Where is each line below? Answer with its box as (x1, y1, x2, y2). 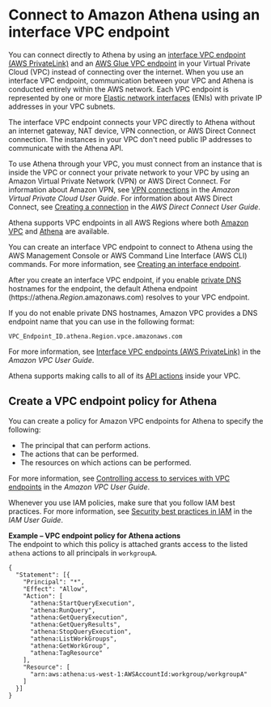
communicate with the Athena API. (8, 143, 124, 153)
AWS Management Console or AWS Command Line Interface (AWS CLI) (8, 250, 248, 261)
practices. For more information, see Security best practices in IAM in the (8, 506, 252, 516)
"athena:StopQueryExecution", (29, 627, 132, 636)
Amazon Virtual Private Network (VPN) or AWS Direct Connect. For (8, 176, 231, 186)
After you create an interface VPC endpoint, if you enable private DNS (8, 274, 242, 285)
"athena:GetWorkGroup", (29, 641, 111, 650)
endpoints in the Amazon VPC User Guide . (8, 481, 150, 492)
